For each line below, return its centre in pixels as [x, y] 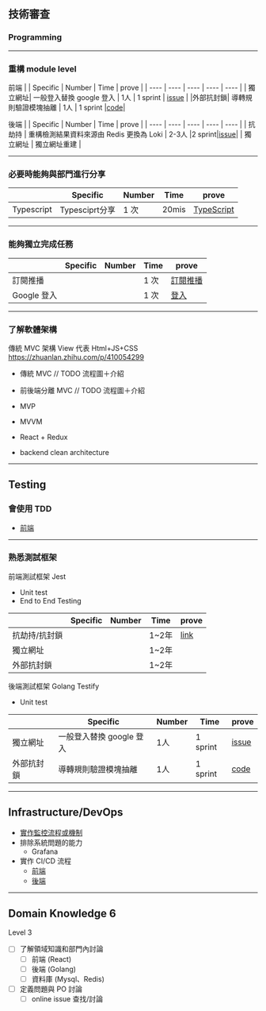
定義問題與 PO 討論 [51, 989]
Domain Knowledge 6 [62, 914]
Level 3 [20, 932]
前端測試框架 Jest [37, 576]
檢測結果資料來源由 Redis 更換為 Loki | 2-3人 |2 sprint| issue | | [142, 134]
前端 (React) [51, 959]
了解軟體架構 [33, 330]
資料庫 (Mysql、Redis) [68, 978]
